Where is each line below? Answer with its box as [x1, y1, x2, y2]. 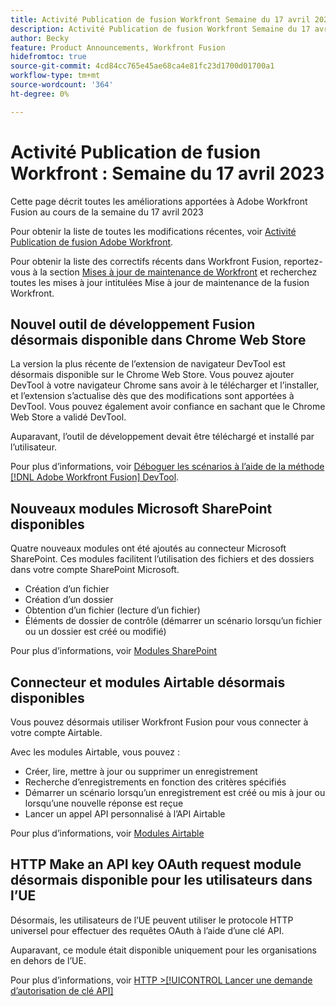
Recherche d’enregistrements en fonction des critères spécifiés [24, 776, 287, 788]
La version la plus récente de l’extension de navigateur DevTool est [10, 358, 286, 370]
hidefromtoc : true [10, 52, 87, 62]
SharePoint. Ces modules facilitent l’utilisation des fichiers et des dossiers [10, 553, 315, 565]
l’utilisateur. [10, 441, 58, 453]
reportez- [283, 255, 323, 267]
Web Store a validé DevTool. [10, 411, 127, 423]
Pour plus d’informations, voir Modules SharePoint [10, 645, 218, 657]
